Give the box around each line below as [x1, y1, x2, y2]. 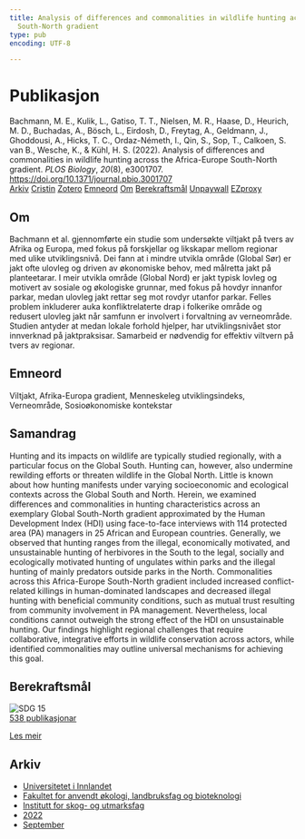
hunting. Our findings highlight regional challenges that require [9, 624, 243, 635]
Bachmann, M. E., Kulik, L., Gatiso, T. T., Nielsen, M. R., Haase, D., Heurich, [9, 115, 289, 127]
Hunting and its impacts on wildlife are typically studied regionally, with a [9, 450, 282, 461]
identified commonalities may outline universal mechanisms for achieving [9, 643, 284, 654]
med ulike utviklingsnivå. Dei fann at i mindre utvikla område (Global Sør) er [9, 253, 292, 263]
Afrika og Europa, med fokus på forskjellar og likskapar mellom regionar [9, 243, 279, 254]
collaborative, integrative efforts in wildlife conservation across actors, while [9, 633, 295, 645]
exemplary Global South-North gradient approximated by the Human [9, 508, 266, 518]
